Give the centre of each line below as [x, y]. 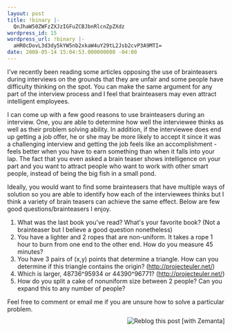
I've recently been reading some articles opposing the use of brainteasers [112, 72]
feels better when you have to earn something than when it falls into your [111, 151]
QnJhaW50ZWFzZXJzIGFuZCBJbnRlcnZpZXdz [69, 26]
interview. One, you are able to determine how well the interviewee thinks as [116, 122]
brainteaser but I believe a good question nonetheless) [95, 230]
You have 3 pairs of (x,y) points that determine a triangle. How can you [118, 259]
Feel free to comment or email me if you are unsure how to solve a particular [116, 302]
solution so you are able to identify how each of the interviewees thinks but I [116, 194]
